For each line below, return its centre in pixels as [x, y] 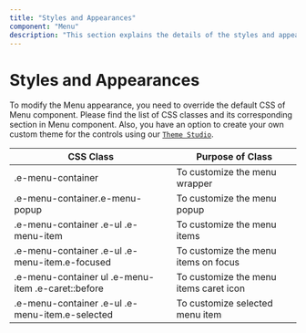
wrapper [194, 183]
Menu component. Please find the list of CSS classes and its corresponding [151, 115]
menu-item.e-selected [64, 315]
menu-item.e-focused [63, 263]
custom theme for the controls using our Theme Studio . [112, 134]
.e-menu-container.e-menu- [78, 199]
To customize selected [224, 304]
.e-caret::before [70, 288]
